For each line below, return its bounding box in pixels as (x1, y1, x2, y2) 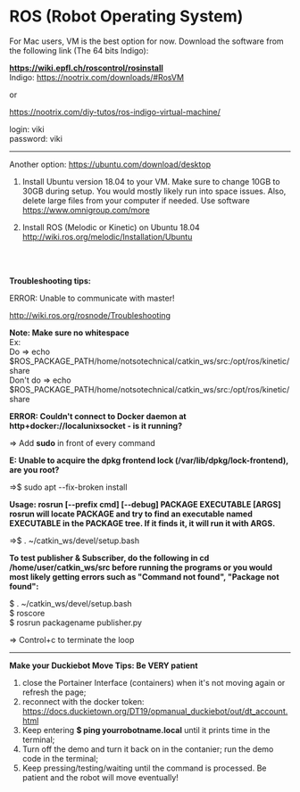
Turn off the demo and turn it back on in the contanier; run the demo (21, 743, 274, 755)
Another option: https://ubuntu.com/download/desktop (9, 159, 212, 169)
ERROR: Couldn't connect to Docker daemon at (9, 410, 187, 421)
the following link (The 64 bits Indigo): (9, 45, 149, 55)
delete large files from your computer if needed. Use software (21, 194, 250, 206)
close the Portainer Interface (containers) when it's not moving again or (21, 677, 286, 688)
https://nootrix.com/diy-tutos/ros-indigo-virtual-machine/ (9, 106, 221, 117)
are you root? (9, 464, 60, 474)
